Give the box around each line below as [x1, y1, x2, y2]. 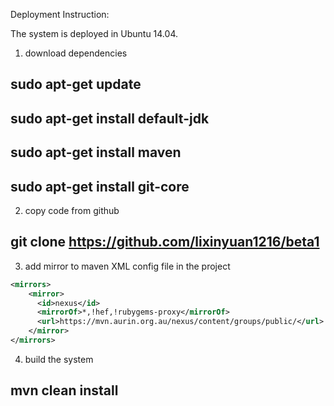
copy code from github [24, 204, 120, 216]
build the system [24, 353, 94, 365]
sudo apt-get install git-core [10, 178, 190, 195]
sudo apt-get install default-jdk [10, 110, 210, 127]
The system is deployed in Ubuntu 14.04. [10, 28, 178, 39]
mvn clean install [10, 382, 119, 399]
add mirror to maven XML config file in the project [24, 260, 231, 272]
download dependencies [24, 47, 128, 59]
